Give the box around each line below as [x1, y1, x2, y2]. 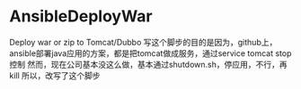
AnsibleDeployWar [9, 6, 153, 27]
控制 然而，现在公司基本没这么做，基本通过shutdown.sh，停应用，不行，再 [9, 59, 288, 69]
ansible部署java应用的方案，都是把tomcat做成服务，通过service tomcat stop [9, 47, 292, 59]
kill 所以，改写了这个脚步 [9, 69, 101, 81]
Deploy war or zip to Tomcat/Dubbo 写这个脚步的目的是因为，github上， [9, 36, 278, 47]
